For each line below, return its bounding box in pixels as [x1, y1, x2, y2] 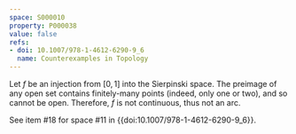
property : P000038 [9, 21, 77, 30]
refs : [9, 37, 29, 47]
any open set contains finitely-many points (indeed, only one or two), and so [9, 88, 288, 99]
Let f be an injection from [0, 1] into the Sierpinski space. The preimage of [9, 79, 277, 89]
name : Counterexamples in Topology [17, 54, 149, 63]
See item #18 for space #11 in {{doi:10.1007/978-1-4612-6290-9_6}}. [9, 114, 257, 125]
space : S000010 [9, 12, 66, 22]
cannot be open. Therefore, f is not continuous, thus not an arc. [9, 98, 241, 107]
